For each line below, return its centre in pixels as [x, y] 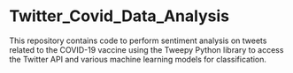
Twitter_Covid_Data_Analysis [120, 16]
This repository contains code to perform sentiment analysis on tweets [138, 40]
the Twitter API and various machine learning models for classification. [138, 59]
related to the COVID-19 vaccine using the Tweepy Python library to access [146, 49]
